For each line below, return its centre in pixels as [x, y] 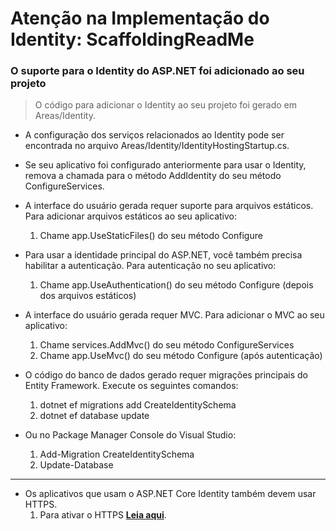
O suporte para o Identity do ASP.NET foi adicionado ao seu [157, 71]
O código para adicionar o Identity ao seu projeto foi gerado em [166, 105]
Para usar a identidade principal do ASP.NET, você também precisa [163, 255]
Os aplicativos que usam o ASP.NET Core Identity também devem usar [170, 494]
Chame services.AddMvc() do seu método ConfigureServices [167, 345]
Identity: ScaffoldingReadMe [132, 39]
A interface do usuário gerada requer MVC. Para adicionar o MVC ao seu [174, 315]
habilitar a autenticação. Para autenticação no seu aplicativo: [150, 266]
